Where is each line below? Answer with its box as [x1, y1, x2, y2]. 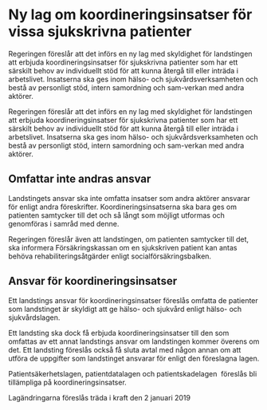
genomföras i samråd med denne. [8, 219, 120, 228]
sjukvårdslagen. [8, 313, 61, 322]
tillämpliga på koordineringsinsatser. [8, 377, 128, 387]
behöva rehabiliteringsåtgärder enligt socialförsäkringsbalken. [8, 251, 212, 261]
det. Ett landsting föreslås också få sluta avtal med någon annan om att [8, 345, 241, 354]
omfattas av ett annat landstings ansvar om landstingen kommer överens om [8, 337, 260, 346]
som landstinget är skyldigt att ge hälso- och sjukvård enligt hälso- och [8, 304, 242, 313]
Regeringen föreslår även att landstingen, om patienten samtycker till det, [8, 234, 249, 244]
